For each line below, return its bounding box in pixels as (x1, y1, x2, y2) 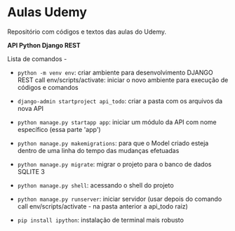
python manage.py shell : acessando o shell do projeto (17, 180, 174, 190)
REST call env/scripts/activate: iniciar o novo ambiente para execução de (17, 75, 229, 84)
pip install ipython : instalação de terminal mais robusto (17, 216, 184, 224)
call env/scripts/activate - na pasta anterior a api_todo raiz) (17, 202, 188, 211)
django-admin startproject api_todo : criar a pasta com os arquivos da (17, 96, 223, 105)
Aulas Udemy (7, 4, 88, 20)
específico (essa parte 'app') (17, 125, 101, 133)
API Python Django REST (7, 41, 81, 49)
